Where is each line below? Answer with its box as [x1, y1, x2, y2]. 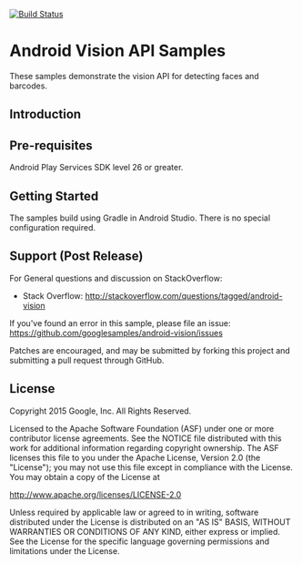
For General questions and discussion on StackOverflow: [9, 272, 223, 283]
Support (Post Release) [9, 249, 144, 264]
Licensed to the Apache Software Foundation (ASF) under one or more [9, 423, 275, 434]
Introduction [9, 107, 82, 122]
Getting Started [9, 188, 99, 204]
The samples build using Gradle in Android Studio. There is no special [9, 212, 271, 223]
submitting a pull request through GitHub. [9, 354, 165, 365]
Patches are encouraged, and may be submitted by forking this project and [9, 344, 291, 355]
